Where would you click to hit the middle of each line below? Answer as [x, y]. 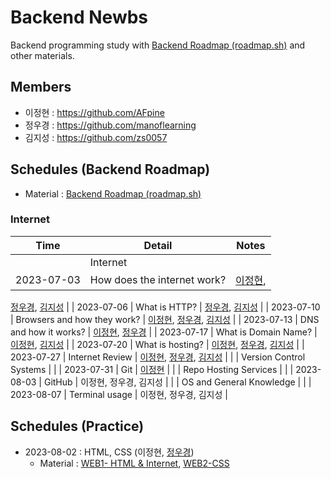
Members [41, 87]
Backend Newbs [79, 17]
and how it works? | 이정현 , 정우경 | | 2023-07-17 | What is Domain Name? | [164, 332]
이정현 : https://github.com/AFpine [94, 112]
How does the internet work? [158, 279]
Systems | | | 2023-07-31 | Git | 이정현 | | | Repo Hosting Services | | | [152, 369]
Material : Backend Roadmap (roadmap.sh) [113, 193]
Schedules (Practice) [77, 426]
